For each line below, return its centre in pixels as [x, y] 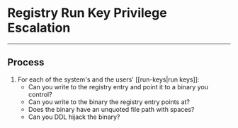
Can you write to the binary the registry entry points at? [109, 102]
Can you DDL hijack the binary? [74, 117]
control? [40, 94]
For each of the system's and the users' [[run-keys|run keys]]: [108, 79]
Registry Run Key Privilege [87, 13]
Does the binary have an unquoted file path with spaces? [111, 109]
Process [26, 62]
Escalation [39, 28]
